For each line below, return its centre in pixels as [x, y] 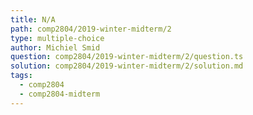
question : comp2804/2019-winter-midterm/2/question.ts [127, 57]
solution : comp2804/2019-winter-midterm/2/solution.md [127, 66]
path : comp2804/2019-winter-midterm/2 [91, 29]
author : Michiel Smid [55, 47]
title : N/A [33, 19]
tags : [21, 76]
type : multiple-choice [57, 38]
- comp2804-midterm [60, 94]
